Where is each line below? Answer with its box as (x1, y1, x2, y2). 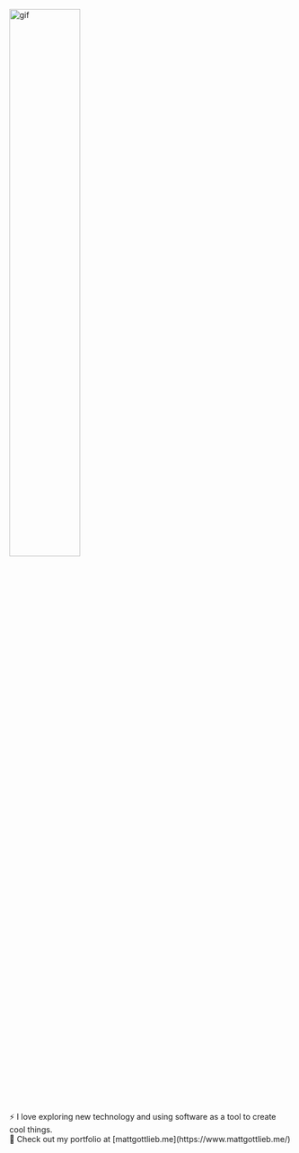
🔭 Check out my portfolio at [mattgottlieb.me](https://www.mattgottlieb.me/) (9, 1134, 291, 1144)
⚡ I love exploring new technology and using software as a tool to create (9, 1112, 277, 1122)
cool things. (9, 1124, 53, 1135)
